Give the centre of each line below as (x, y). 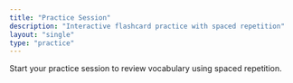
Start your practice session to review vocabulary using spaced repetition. (146, 69)
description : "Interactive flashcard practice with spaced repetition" (147, 26)
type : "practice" (42, 43)
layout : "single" (42, 34)
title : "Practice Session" (60, 18)
